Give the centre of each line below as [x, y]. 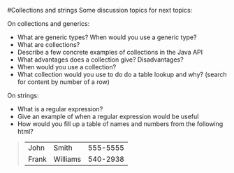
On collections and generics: [49, 23]
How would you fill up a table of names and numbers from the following [120, 124]
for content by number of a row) [64, 82]
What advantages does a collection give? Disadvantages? [100, 60]
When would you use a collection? [67, 67]
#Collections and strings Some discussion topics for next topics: [100, 10]
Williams [67, 159]
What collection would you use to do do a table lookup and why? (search [122, 74]
